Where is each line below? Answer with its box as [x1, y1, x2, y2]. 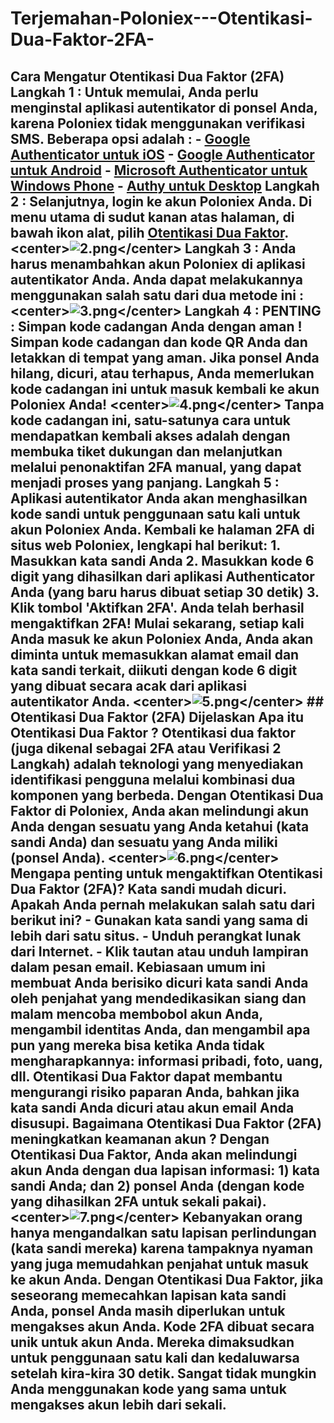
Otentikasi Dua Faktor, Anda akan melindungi [10, 1146, 298, 1163]
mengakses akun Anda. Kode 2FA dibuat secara [10, 1318, 315, 1335]
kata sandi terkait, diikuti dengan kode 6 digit [10, 662, 298, 679]
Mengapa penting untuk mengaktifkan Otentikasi [10, 865, 323, 882]
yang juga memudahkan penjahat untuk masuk [10, 1255, 310, 1272]
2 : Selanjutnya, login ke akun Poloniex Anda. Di [10, 193, 313, 210]
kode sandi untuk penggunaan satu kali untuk [10, 505, 301, 522]
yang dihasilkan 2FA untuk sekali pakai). [10, 1193, 267, 1210]
